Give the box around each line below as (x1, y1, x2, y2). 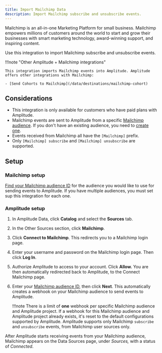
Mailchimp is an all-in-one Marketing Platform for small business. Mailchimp (5, 25, 156, 31)
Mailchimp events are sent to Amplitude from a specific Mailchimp (12, 117, 144, 123)
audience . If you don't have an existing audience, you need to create (12, 123, 149, 128)
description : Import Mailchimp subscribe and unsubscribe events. (5, 12, 142, 16)
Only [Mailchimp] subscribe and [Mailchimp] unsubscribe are (12, 138, 135, 144)
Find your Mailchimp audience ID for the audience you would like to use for (5, 183, 155, 188)
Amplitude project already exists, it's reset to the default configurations (12, 313, 154, 320)
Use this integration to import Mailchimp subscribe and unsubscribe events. (5, 49, 156, 56)
